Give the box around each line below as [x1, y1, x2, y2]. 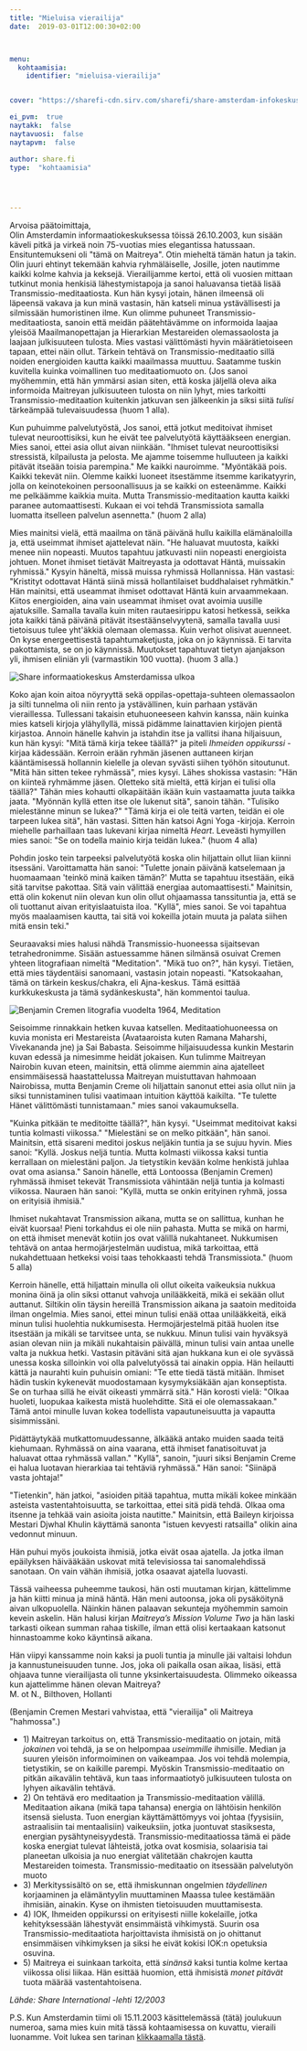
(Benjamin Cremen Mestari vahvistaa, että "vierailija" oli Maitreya [9, 1706, 254, 1717]
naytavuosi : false [9, 129, 84, 138]
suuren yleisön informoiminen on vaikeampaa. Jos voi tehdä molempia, [22, 1753, 291, 1765]
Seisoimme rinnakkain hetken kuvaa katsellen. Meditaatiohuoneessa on [9, 1022, 279, 1033]
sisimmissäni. [9, 1415, 60, 1426]
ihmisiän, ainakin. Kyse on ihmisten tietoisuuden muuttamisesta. [22, 1899, 263, 1910]
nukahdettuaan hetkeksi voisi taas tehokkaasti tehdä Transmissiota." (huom [9, 1252, 293, 1263]
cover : [9, 96, 35, 105]
